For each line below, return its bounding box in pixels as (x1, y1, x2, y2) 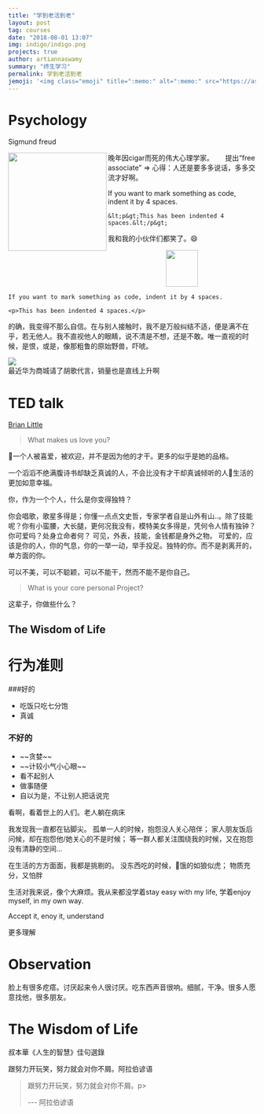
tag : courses (8, 26, 51, 34)
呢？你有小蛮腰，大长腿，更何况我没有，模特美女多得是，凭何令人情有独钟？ (8, 521, 256, 531)
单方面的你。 (8, 551, 49, 561)
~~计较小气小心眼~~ (19, 762, 86, 770)
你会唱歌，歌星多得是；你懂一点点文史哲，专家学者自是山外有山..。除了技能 (8, 512, 254, 521)
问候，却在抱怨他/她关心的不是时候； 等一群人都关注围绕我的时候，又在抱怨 (8, 834, 254, 844)
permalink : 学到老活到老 (8, 70, 82, 78)
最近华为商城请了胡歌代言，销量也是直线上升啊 (8, 366, 159, 376)
